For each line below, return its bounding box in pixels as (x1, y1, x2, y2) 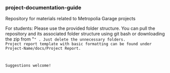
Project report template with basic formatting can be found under (5, 42, 152, 47)
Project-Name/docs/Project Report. (5, 46, 81, 51)
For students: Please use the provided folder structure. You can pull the (5, 25, 156, 31)
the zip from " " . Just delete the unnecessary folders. (5, 36, 126, 42)
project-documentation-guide (5, 4, 82, 11)
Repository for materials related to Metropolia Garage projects (5, 16, 136, 22)
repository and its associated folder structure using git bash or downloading (5, 31, 165, 37)
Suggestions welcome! (5, 63, 52, 68)
